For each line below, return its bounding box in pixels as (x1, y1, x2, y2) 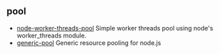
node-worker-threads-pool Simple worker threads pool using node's (16, 24, 214, 32)
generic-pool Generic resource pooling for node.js (16, 38, 162, 47)
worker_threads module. (16, 31, 87, 39)
